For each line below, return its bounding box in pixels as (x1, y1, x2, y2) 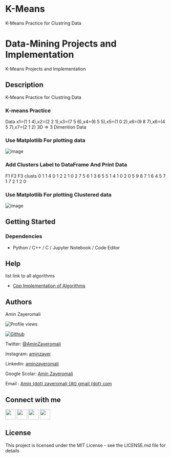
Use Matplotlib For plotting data (5, 137, 85, 144)
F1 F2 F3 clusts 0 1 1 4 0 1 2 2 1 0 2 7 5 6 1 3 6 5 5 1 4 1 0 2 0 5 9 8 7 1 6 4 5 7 (5, 172, 166, 179)
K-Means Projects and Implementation (5, 66, 86, 72)
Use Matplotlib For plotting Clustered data (5, 191, 112, 198)
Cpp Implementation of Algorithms (12, 282, 85, 289)
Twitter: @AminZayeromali (5, 341, 61, 347)
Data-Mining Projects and (5, 38, 117, 50)
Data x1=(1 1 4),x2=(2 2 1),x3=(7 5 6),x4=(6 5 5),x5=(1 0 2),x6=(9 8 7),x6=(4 (5, 118, 165, 124)
